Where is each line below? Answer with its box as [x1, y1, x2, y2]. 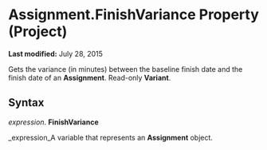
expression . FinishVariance [8, 117, 100, 127]
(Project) [8, 22, 68, 41]
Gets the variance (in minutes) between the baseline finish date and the [8, 64, 243, 73]
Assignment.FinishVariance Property [8, 6, 259, 24]
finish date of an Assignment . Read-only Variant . [8, 73, 171, 82]
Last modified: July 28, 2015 [8, 49, 104, 58]
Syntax [8, 96, 45, 109]
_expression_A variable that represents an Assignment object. [8, 132, 214, 142]
